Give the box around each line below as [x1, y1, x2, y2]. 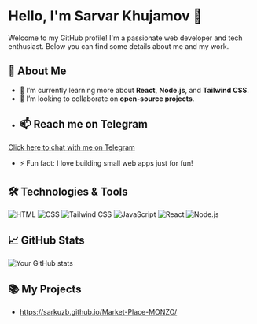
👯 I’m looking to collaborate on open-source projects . [19, 94, 195, 103]
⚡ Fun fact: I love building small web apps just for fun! [19, 158, 193, 168]
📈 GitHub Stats [8, 233, 85, 247]
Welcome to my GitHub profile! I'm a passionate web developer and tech [8, 33, 243, 43]
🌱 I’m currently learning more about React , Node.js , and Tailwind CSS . [19, 85, 249, 95]
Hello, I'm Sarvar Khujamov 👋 [8, 7, 203, 25]
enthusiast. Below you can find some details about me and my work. [8, 41, 229, 50]
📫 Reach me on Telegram [19, 117, 148, 131]
